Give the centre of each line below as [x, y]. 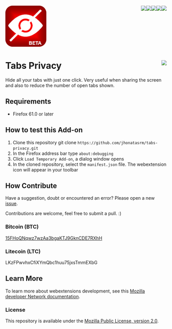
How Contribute [31, 186]
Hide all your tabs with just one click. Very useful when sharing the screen [83, 80]
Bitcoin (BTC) [22, 227]
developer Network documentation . [43, 296]
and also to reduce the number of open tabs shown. [60, 85]
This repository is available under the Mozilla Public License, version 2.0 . [82, 321]
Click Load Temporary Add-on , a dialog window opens [68, 159]
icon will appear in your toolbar [45, 169]
